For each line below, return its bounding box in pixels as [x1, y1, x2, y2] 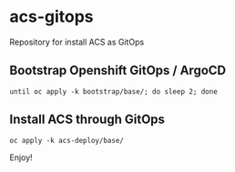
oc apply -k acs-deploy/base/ [9, 136, 125, 145]
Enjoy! [9, 152, 34, 163]
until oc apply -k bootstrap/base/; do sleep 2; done [9, 86, 219, 96]
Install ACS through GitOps [9, 112, 166, 127]
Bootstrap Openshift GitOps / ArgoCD [9, 63, 227, 78]
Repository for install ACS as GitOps [9, 36, 145, 47]
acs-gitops [9, 6, 94, 27]
